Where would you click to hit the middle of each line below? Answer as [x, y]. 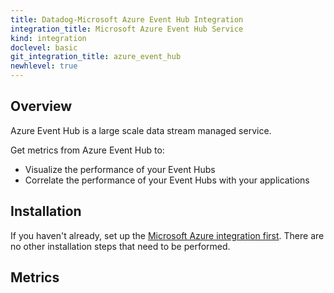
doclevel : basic [44, 47]
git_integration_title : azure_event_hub [96, 57]
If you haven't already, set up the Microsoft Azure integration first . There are [167, 235]
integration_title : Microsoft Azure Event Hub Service [127, 29]
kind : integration [48, 38]
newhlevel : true [44, 66]
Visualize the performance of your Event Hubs [120, 169]
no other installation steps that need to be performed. [120, 246]
